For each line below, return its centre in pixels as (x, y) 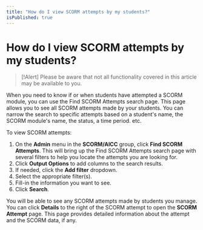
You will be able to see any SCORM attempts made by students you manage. (102, 201)
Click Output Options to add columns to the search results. (89, 163)
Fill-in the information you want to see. (63, 183)
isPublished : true (29, 18)
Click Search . (32, 189)
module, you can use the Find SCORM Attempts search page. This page (96, 102)
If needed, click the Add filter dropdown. (66, 170)
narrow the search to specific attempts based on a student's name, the (95, 114)
